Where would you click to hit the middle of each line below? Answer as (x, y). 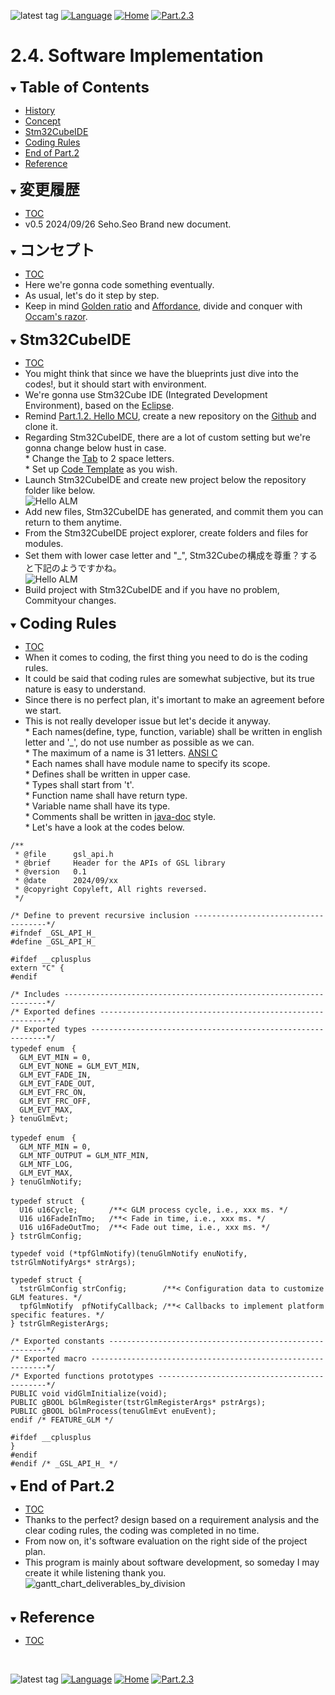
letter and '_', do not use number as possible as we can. (139, 742)
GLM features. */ (46, 1297)
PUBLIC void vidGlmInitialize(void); (89, 1393)
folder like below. (60, 490)
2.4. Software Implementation (137, 56)
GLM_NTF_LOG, (46, 1164)
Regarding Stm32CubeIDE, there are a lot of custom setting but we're (167, 437)
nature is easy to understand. (85, 689)
